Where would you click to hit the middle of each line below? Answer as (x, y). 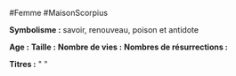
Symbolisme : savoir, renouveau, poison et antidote (104, 30)
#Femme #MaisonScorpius (59, 13)
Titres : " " (28, 64)
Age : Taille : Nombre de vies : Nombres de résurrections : (119, 47)
